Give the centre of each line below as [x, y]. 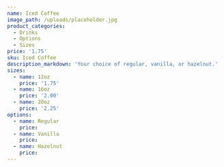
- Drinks [26, 32]
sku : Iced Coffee [32, 58]
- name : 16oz [32, 89]
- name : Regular [36, 121]
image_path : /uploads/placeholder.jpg [62, 20]
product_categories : [37, 26]
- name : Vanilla [36, 134]
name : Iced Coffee [33, 13]
